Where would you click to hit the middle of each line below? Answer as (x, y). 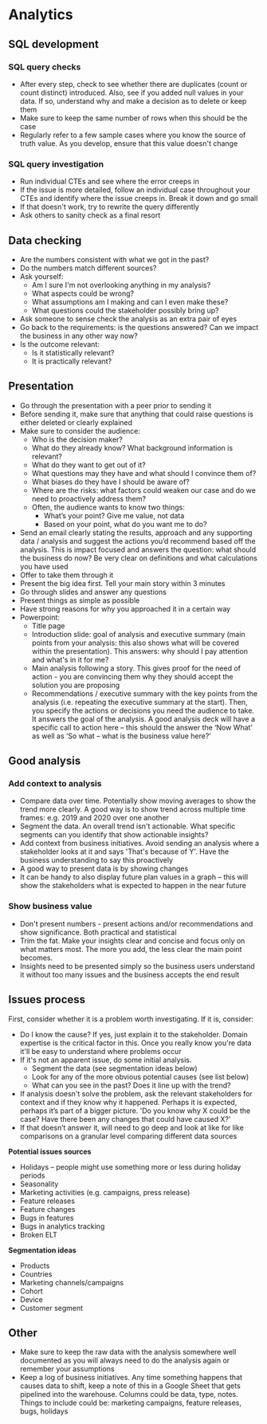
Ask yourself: (41, 276)
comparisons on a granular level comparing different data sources (128, 1136)
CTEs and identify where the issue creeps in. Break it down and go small (139, 199)
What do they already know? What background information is (132, 447)
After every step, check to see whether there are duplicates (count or (133, 84)
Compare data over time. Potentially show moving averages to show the (138, 801)
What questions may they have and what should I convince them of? (144, 473)
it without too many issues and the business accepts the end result (130, 974)
